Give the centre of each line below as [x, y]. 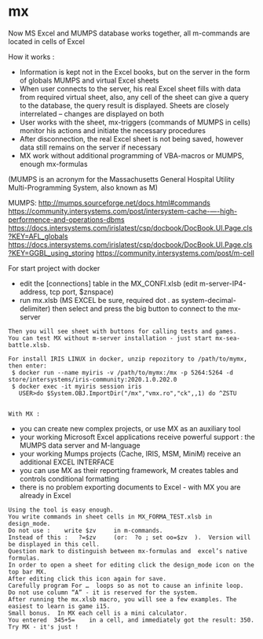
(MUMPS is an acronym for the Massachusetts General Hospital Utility [122, 179]
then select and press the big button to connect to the [139, 308]
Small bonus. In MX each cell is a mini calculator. [98, 613]
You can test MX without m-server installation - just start [110, 338]
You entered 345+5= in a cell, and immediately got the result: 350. [131, 620]
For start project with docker [54, 268]
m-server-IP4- [223, 283]
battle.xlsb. [29, 345]
